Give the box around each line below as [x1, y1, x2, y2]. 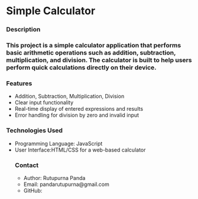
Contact [14, 161, 39, 169]
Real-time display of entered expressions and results [14, 105, 144, 113]
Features [6, 79, 33, 87]
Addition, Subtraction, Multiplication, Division [14, 93, 125, 100]
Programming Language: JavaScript [14, 140, 103, 147]
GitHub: [23, 187, 43, 194]
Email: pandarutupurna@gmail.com [23, 181, 109, 188]
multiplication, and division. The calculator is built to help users [6, 56, 192, 65]
